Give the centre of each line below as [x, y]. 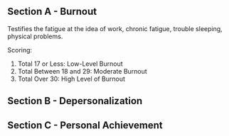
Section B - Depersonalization [75, 101]
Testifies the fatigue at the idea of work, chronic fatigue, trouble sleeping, [115, 28]
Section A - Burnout [52, 12]
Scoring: [20, 50]
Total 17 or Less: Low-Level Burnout [70, 64]
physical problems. [35, 36]
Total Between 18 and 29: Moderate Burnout [82, 71]
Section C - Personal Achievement [85, 125]
